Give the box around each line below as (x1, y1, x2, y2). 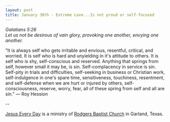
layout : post (5, 7, 33, 13)
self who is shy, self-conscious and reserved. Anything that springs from (5, 58, 159, 64)
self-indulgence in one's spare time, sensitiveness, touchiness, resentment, (5, 74, 165, 80)
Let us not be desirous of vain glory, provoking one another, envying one (5, 32, 159, 38)
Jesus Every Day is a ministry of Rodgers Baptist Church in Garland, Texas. (5, 111, 164, 117)
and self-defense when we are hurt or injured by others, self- (5, 80, 135, 86)
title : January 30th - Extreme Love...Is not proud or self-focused (5, 12, 155, 17)
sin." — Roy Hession (5, 91, 48, 97)
